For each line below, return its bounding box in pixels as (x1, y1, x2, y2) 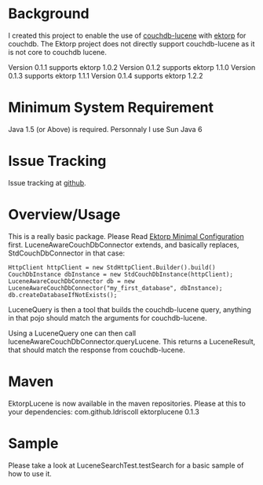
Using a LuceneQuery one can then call (8, 328, 136, 338)
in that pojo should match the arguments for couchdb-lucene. (8, 313, 207, 322)
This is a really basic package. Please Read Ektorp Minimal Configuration (8, 231, 245, 241)
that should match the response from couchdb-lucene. (8, 345, 186, 355)
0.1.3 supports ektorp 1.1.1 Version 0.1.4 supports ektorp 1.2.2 (8, 71, 203, 80)
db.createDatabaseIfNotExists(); (8, 291, 118, 299)
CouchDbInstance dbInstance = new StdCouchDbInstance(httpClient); (8, 270, 234, 278)
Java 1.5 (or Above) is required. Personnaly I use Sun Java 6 (8, 124, 203, 134)
